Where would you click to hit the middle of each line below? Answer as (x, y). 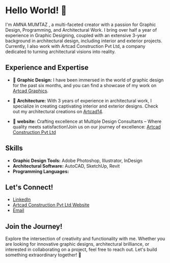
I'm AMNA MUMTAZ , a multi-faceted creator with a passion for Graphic (81, 24)
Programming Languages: (41, 171)
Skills (14, 148)
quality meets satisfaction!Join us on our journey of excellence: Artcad (87, 126)
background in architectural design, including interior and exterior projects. (84, 41)
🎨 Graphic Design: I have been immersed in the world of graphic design (88, 80)
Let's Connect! (29, 187)
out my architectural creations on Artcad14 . (58, 111)
